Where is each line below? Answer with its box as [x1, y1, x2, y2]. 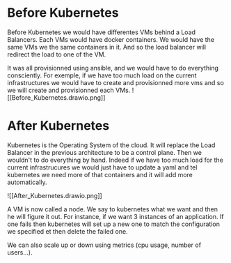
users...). [7, 248, 33, 256]
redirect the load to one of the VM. [7, 50, 106, 59]
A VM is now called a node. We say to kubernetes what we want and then [7, 204, 218, 213]
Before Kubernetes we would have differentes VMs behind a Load [7, 28, 196, 36]
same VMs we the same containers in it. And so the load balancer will [7, 43, 207, 51]
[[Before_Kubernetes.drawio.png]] [7, 93, 106, 102]
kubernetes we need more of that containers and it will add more [7, 170, 193, 179]
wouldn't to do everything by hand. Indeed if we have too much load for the [7, 156, 224, 164]
